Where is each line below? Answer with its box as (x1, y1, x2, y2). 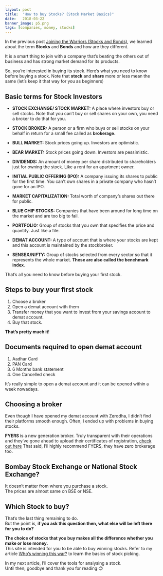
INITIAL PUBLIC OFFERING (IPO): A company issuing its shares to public (12, 173, 158, 179)
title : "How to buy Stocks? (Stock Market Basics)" (5, 12, 114, 17)
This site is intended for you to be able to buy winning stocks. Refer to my (5, 546, 152, 551)
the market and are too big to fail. (12, 213, 79, 218)
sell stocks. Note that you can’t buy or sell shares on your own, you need (12, 110, 158, 116)
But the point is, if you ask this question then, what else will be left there (5, 520, 152, 526)
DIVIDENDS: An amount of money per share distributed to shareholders (12, 159, 156, 164)
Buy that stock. (12, 319, 43, 325)
